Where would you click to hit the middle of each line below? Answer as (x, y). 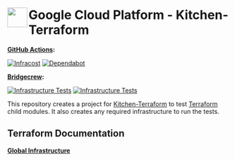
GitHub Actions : (31, 49)
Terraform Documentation (66, 134)
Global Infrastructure (39, 150)
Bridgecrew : (26, 77)
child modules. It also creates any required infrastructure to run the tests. (114, 111)
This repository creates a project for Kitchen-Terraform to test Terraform (113, 104)
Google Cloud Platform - (101, 15)
